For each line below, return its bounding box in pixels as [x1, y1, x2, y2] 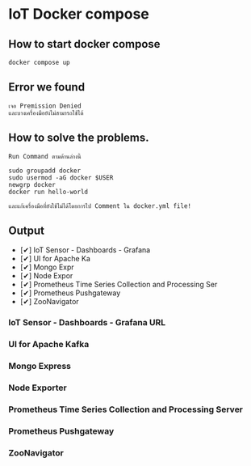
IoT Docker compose [8, 5, 149, 23]
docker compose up [8, 58, 70, 66]
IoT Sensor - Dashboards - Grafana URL [8, 317, 166, 328]
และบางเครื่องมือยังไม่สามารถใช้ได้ [8, 108, 84, 117]
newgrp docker [8, 180, 56, 189]
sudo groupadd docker [8, 167, 82, 175]
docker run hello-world [8, 188, 89, 196]
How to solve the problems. [8, 131, 149, 145]
